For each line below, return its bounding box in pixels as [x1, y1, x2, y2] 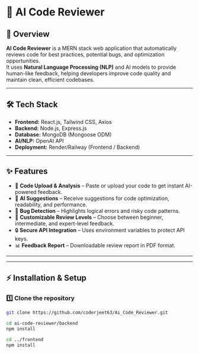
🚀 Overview [6, 29, 50, 39]
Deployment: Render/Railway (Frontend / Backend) [14, 143, 140, 151]
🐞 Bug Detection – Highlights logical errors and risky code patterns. [14, 207, 181, 214]
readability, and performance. [14, 201, 88, 208]
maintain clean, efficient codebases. [6, 76, 95, 83]
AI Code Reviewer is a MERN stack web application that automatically [6, 44, 177, 52]
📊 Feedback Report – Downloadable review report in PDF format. [14, 241, 176, 248]
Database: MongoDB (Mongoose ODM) [14, 130, 112, 138]
